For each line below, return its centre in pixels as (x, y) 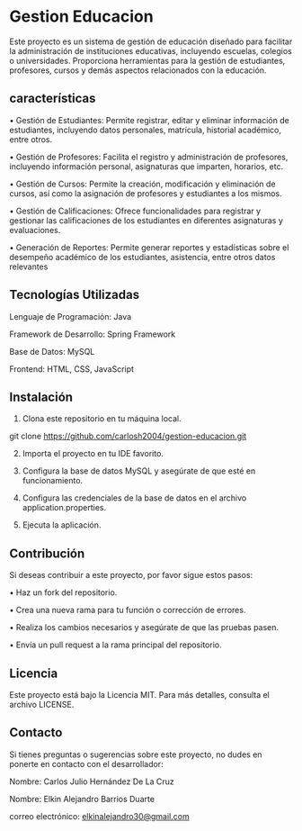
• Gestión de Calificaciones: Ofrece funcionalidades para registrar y (135, 211)
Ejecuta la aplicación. (62, 525)
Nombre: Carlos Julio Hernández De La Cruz (92, 781)
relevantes (29, 266)
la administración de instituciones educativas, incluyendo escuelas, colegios (151, 50)
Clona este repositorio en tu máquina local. (102, 419)
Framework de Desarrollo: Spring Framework (93, 334)
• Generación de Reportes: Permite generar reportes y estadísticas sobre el (149, 247)
